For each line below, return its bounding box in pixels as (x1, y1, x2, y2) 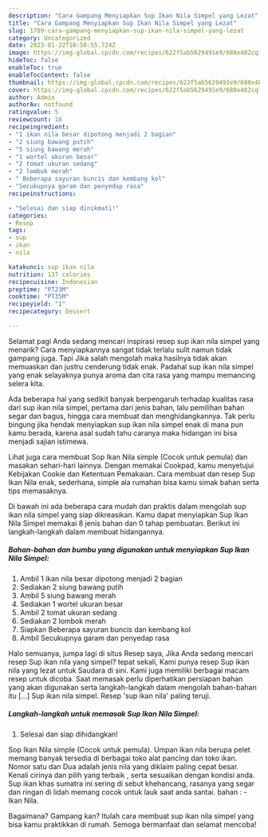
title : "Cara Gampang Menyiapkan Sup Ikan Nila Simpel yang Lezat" (8, 19, 238, 27)
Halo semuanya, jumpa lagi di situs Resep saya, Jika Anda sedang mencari (8, 648, 254, 658)
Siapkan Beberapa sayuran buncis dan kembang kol (19, 624, 191, 634)
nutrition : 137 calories (8, 270, 91, 278)
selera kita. (8, 378, 45, 388)
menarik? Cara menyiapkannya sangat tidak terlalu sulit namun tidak (8, 345, 233, 354)
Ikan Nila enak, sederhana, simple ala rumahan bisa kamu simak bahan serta (8, 477, 259, 487)
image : (8, 49, 30, 57)
